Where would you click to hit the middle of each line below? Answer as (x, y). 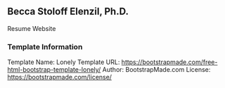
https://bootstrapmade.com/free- (169, 62)
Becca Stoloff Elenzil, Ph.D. (68, 12)
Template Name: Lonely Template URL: (64, 62)
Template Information (45, 46)
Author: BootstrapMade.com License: (156, 70)
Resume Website (32, 28)
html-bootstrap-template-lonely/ (54, 70)
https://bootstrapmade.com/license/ (60, 77)
